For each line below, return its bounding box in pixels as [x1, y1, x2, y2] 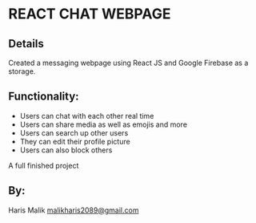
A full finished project [8, 160, 79, 170]
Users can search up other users [19, 128, 129, 137]
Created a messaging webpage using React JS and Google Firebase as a [8, 58, 249, 67]
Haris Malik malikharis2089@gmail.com [8, 205, 139, 215]
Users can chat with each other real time [19, 111, 154, 120]
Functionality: [8, 90, 79, 103]
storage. [8, 67, 36, 76]
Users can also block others [19, 145, 113, 155]
